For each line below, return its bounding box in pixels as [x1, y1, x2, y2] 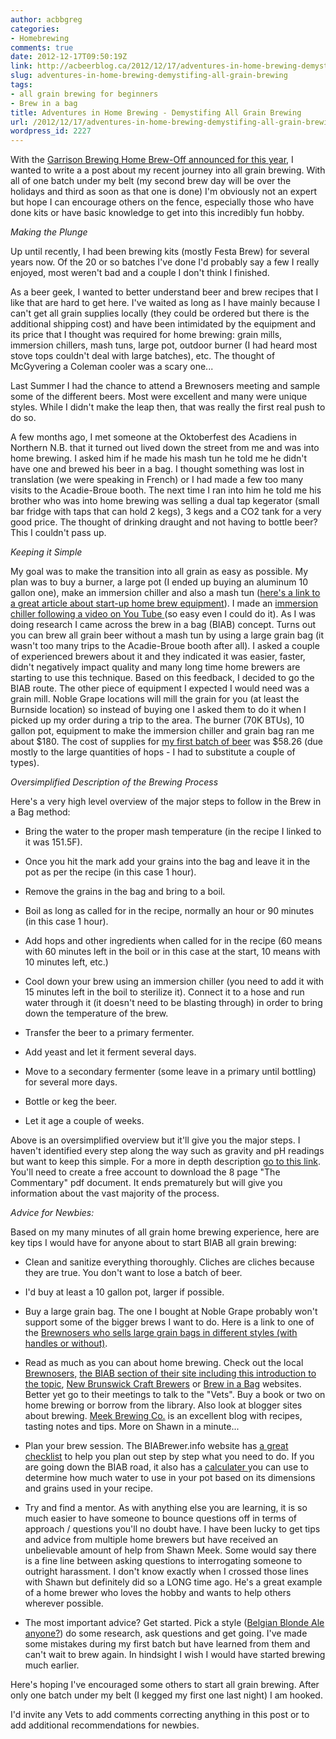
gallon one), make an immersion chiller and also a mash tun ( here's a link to [10, 587, 321, 599]
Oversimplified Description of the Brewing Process [10, 776, 219, 788]
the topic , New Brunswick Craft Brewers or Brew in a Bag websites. [24, 1378, 302, 1390]
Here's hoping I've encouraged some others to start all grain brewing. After [10, 1679, 320, 1691]
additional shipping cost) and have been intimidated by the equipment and [10, 318, 317, 330]
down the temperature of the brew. [24, 1007, 169, 1020]
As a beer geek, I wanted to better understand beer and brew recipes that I [10, 286, 319, 298]
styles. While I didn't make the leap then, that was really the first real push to [10, 401, 326, 413]
